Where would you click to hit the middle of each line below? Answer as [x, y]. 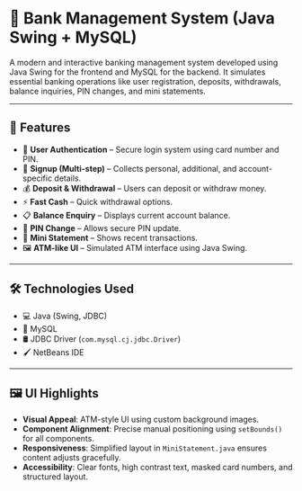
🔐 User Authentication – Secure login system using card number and [151, 149]
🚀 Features [40, 128]
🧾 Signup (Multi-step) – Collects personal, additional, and [129, 168]
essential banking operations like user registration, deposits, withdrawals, [145, 81]
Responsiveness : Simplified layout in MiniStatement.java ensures [145, 448]
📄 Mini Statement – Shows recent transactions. [110, 237]
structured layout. [55, 477]
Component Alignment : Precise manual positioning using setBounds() [152, 429]
